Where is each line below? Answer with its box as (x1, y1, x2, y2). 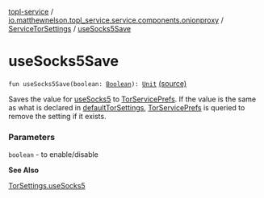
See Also (8, 165, 39, 175)
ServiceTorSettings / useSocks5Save (8, 24, 132, 33)
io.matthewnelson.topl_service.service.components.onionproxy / (8, 15, 224, 25)
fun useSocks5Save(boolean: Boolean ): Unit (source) (8, 78, 187, 88)
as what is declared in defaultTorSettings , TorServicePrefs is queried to (8, 102, 245, 112)
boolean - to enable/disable (8, 150, 99, 159)
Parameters (8, 131, 55, 142)
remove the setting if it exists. (8, 111, 107, 121)
